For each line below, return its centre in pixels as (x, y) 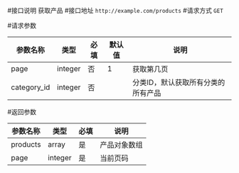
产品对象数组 (122, 145)
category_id (31, 87)
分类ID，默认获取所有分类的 (179, 82)
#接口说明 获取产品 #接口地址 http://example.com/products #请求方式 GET (116, 10)
